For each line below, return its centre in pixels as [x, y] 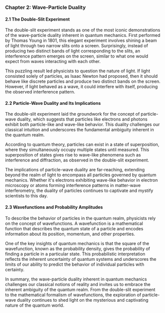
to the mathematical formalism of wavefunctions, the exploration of [73, 295]
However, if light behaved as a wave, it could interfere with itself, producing [82, 87]
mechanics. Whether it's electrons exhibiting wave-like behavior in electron [82, 180]
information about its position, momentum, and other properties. [70, 234]
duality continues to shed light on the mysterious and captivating [83, 300]
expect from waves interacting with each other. [53, 62]
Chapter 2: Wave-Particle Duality [46, 7]
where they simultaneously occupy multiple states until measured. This [77, 150]
